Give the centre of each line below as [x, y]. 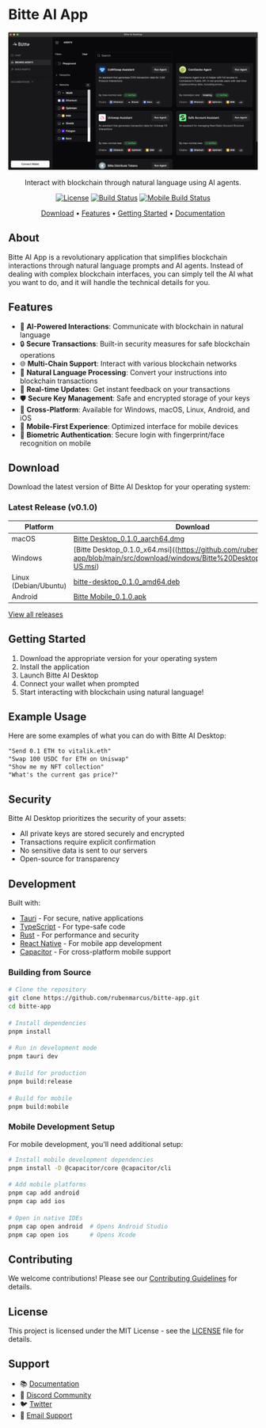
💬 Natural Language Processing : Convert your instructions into [123, 372]
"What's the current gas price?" [63, 775]
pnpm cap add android [44, 1193]
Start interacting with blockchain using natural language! [112, 692]
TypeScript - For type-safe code [72, 927]
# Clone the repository [47, 990]
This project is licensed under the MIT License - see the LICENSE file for [126, 1331]
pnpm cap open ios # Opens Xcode [72, 1235]
